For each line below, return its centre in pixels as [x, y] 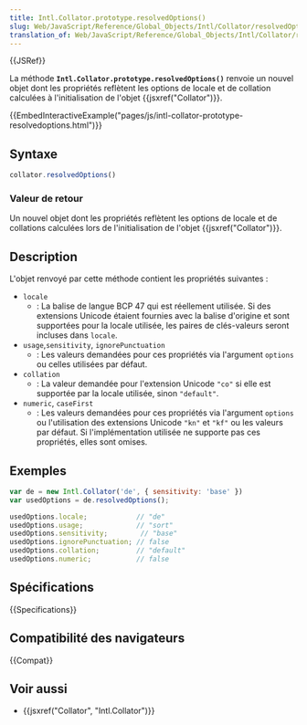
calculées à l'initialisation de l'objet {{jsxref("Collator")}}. [116, 98]
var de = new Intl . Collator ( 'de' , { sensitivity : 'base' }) [127, 491]
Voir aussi [38, 689]
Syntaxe [33, 154]
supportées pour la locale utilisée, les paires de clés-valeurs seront [163, 326]
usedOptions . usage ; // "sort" [91, 525]
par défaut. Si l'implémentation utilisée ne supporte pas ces [148, 432]
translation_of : [40, 35]
